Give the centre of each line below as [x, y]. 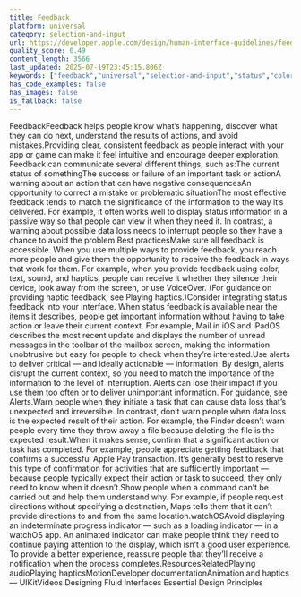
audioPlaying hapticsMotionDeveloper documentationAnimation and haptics [149, 573]
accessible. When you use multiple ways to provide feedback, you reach [143, 250]
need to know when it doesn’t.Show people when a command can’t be [139, 488]
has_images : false [43, 92]
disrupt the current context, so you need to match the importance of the [142, 373]
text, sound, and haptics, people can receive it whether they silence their [144, 278]
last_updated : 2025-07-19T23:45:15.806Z [86, 68]
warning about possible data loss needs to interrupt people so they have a [146, 231]
